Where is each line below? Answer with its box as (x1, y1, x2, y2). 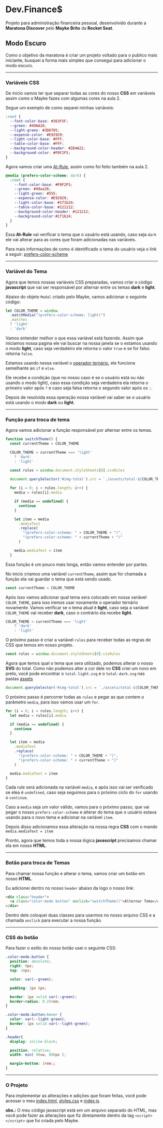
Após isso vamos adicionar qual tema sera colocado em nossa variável (5, 594, 147, 600)
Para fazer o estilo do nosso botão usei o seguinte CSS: (5, 945, 117, 951)
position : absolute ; (10, 959, 51, 964)
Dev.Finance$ (5, 4, 63, 15)
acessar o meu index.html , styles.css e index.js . (5, 1098, 101, 1104)
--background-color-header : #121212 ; (14, 209, 90, 214)
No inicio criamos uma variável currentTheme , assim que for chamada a (5, 571, 147, 577)
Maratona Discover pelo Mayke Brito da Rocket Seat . (5, 25, 114, 31)
